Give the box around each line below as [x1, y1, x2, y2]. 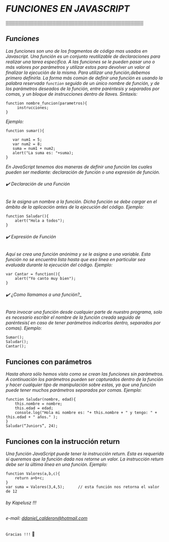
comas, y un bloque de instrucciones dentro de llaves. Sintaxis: [6, 91, 138, 97]
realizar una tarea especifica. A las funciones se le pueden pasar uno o [6, 59, 155, 65]
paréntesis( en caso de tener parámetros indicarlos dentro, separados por [6, 320, 161, 326]
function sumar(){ [6, 128, 44, 133]
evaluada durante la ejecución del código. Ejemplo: [6, 262, 113, 268]
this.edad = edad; [15, 406, 53, 411]
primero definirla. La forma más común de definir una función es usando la [6, 74, 163, 81]
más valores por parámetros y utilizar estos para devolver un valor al [6, 64, 150, 70]
